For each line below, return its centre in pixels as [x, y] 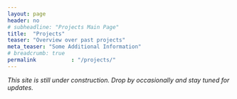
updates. [20, 87]
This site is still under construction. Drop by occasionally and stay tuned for [118, 80]
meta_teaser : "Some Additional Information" [74, 47]
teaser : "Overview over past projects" [67, 40]
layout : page [27, 14]
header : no [23, 21]
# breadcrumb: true [36, 54]
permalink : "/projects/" [62, 60]
